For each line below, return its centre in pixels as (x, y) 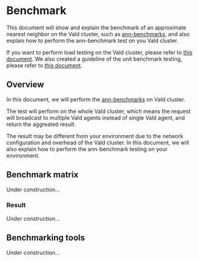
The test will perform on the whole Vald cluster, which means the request (99, 111)
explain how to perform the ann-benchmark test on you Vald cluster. (92, 40)
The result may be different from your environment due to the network (95, 136)
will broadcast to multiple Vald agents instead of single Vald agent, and (96, 117)
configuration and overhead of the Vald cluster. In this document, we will (98, 142)
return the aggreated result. (41, 124)
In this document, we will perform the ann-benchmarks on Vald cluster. (96, 99)
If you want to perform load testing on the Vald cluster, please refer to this (99, 52)
